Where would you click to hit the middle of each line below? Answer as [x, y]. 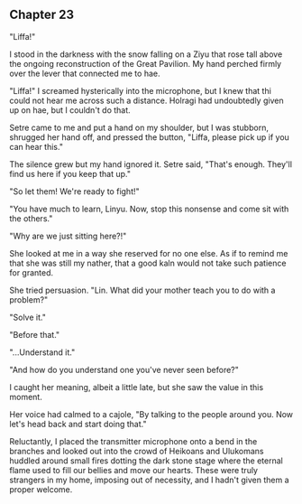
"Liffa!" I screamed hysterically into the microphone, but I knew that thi [141, 90]
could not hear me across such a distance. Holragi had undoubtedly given [146, 100]
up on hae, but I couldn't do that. [70, 110]
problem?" [29, 299]
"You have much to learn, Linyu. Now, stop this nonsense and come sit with [149, 209]
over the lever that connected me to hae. [85, 73]
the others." [31, 218]
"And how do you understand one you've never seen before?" [124, 369]
